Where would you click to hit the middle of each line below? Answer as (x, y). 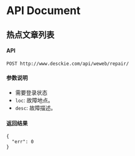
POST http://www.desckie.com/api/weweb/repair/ (68, 64)
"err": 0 (23, 142)
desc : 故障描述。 (36, 108)
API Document (43, 11)
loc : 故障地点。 (34, 100)
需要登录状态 (31, 92)
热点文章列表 (30, 35)
